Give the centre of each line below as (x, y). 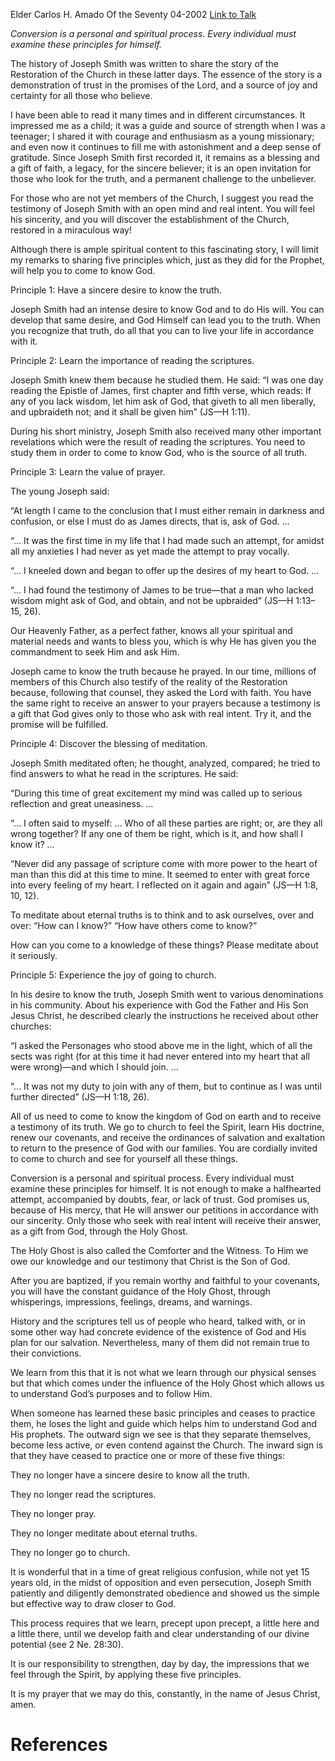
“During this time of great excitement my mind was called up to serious (156, 793)
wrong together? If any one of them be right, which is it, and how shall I (157, 833)
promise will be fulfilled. (59, 724)
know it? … (32, 844)
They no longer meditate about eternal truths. (104, 1533)
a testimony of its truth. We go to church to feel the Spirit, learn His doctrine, (167, 1127)
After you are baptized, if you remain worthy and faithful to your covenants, (165, 1280)
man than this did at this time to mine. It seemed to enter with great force (160, 874)
